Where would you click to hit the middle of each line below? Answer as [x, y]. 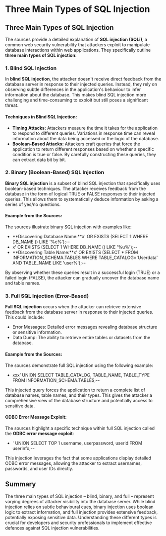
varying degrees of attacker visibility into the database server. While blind [80, 501]
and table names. [23, 283]
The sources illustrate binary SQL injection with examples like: [68, 227]
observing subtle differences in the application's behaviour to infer [73, 89]
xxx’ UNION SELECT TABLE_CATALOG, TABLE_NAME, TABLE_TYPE [81, 375]
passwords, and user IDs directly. [39, 468]
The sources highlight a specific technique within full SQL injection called [80, 428]
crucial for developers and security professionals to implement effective [79, 523]
